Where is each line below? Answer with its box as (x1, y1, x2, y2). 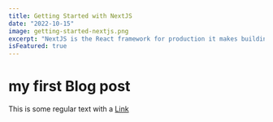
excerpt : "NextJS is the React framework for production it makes (8, 34, 238, 43)
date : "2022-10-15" (8, 20, 75, 28)
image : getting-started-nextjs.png (8, 27, 129, 35)
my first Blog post (8, 77, 131, 96)
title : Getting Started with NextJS (8, 11, 132, 20)
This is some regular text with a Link (8, 104, 129, 114)
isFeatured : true (8, 42, 67, 50)
